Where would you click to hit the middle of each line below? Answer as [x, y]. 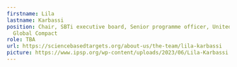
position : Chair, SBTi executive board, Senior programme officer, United [119, 27]
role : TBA [21, 40]
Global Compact [35, 33]
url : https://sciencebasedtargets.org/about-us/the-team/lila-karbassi [114, 46]
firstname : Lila [30, 14]
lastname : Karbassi [35, 20]
